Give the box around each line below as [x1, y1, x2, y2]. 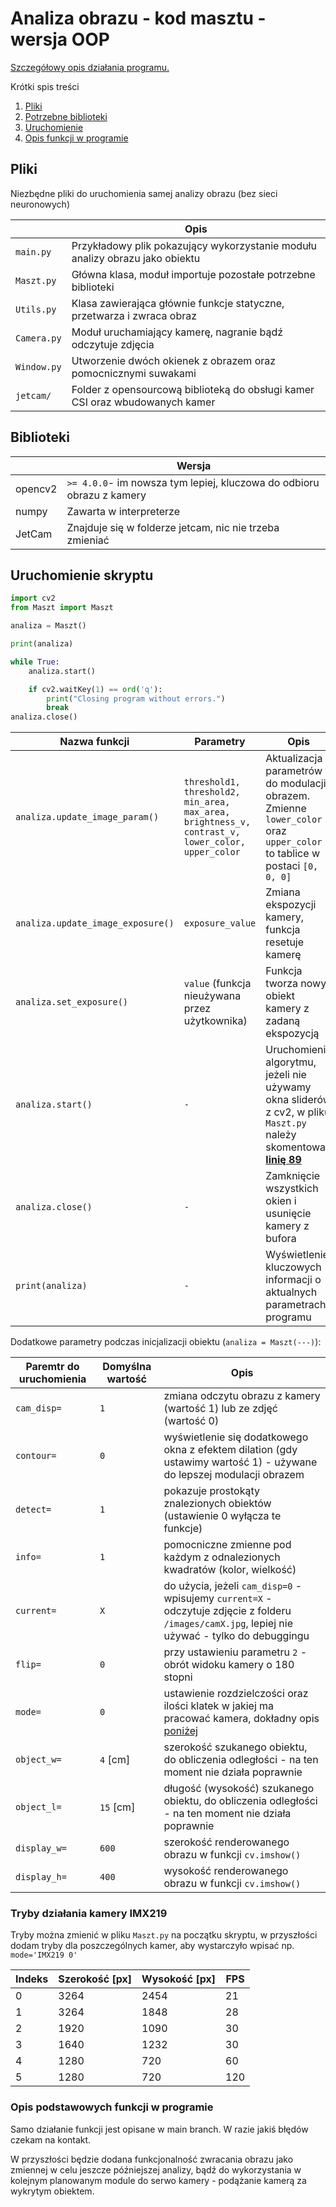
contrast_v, [183, 827, 241, 838]
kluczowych [265, 1260, 322, 1274]
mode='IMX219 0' [10, 1950, 78, 1961]
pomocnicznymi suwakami [71, 366, 197, 380]
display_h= [15, 1872, 67, 1883]
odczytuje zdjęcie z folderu [163, 1604, 292, 1618]
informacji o [265, 1273, 322, 1287]
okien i [265, 1194, 297, 1208]
